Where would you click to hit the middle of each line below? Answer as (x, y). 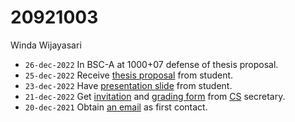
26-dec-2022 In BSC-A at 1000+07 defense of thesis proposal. (151, 64)
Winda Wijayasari (46, 45)
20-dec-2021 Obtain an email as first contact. (116, 107)
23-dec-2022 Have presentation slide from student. (128, 85)
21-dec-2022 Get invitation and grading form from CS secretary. (155, 96)
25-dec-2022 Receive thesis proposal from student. (129, 75)
